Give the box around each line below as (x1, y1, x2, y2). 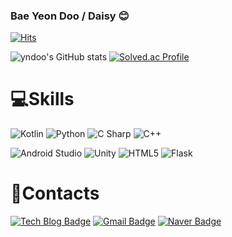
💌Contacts (10, 182, 100, 205)
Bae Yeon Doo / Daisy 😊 (10, 9, 130, 23)
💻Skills (10, 88, 75, 111)
